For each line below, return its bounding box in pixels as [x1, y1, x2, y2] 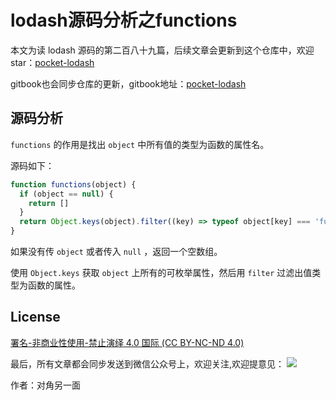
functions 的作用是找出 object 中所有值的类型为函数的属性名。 [10, 138, 270, 150]
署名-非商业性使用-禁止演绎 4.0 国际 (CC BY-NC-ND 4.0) [10, 336, 245, 348]
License [10, 309, 61, 326]
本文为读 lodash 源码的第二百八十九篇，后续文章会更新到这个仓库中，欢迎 [10, 44, 315, 56]
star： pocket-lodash [10, 56, 95, 68]
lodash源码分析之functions [10, 9, 238, 32]
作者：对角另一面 [10, 379, 81, 391]
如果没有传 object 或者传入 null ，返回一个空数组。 [10, 246, 223, 257]
